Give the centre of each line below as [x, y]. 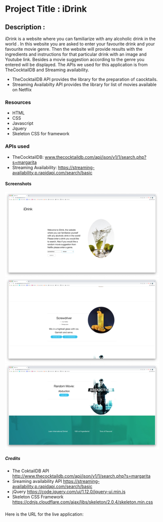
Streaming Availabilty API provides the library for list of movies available [84, 84]
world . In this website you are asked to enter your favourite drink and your [80, 44]
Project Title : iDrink [46, 9]
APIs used [17, 146]
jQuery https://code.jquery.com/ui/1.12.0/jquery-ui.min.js [69, 491]
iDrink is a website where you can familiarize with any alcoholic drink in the [81, 39]
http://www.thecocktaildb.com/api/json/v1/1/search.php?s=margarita [81, 476]
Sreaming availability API [37, 481]
